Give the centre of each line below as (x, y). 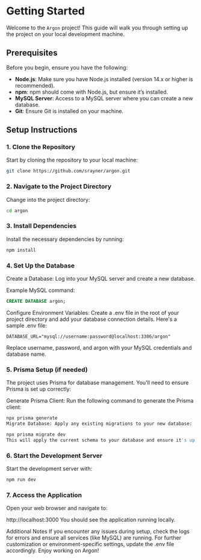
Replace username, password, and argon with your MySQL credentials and (99, 347)
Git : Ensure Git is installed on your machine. (69, 111)
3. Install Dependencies (42, 226)
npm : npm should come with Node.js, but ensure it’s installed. (91, 92)
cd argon (17, 211)
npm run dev (21, 479)
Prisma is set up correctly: (39, 389)
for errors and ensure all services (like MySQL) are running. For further (94, 538)
